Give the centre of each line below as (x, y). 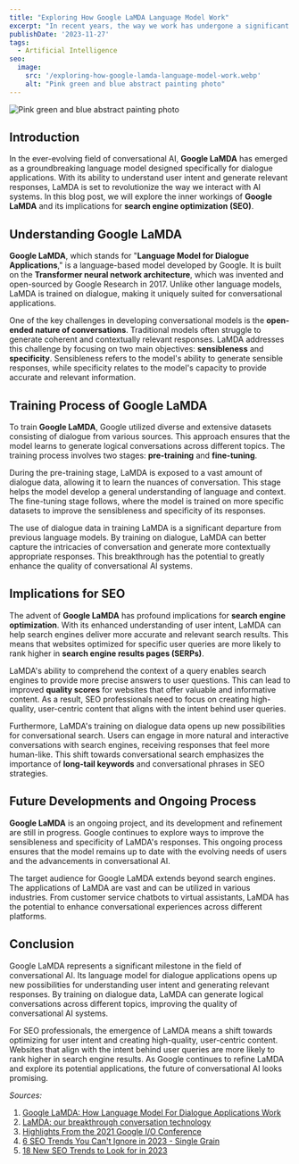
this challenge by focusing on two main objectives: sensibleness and (137, 349)
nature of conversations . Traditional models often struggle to (148, 330)
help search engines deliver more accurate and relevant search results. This (149, 634)
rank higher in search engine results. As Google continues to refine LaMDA (146, 1059)
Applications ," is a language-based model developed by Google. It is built (145, 265)
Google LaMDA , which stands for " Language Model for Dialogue (129, 256)
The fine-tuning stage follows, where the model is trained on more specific (146, 502)
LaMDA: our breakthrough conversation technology (116, 1122)
